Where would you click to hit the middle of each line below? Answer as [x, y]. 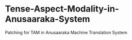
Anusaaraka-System [48, 19]
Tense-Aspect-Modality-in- [62, 9]
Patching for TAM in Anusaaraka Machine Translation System [66, 32]
